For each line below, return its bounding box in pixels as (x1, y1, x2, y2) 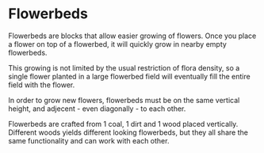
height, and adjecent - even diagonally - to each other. (8, 104, 186, 113)
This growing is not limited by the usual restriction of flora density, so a (8, 63, 240, 72)
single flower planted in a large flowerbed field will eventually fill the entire (8, 71, 251, 81)
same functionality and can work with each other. (8, 136, 170, 145)
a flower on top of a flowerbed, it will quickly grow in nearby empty (8, 39, 228, 48)
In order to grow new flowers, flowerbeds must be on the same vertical (8, 95, 240, 105)
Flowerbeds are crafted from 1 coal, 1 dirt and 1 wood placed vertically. (8, 119, 239, 128)
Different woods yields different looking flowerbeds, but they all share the (8, 128, 248, 137)
